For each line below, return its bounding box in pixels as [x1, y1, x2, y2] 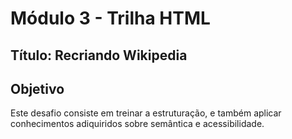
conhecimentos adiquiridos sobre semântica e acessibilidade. [10, 118, 265, 130]
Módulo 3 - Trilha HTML [10, 7, 211, 30]
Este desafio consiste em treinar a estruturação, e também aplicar [10, 107, 282, 119]
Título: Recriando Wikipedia [10, 47, 188, 64]
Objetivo [10, 80, 65, 97]
